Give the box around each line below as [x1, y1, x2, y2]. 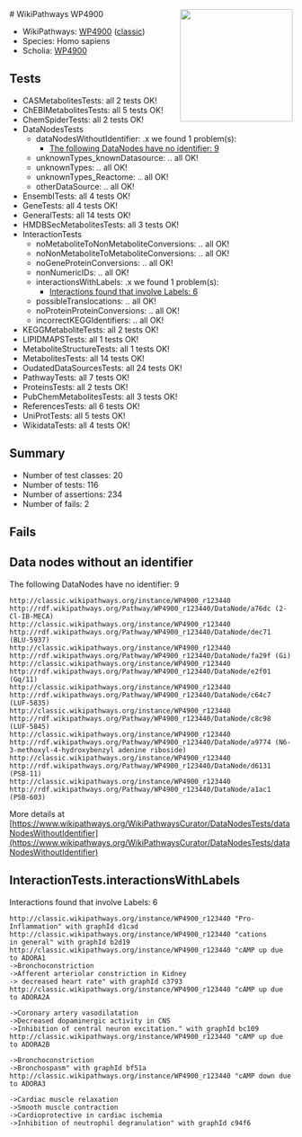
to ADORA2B [9, 1040, 50, 1049]
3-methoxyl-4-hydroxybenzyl [9, 745, 115, 754]
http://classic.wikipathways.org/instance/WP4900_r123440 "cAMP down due [9, 1071, 292, 1080]
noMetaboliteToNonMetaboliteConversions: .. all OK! [35, 238, 230, 249]
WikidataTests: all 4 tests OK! [22, 420, 130, 431]
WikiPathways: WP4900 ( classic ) [22, 26, 146, 37]
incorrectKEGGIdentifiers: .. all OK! [35, 315, 164, 325]
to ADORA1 [9, 953, 47, 963]
